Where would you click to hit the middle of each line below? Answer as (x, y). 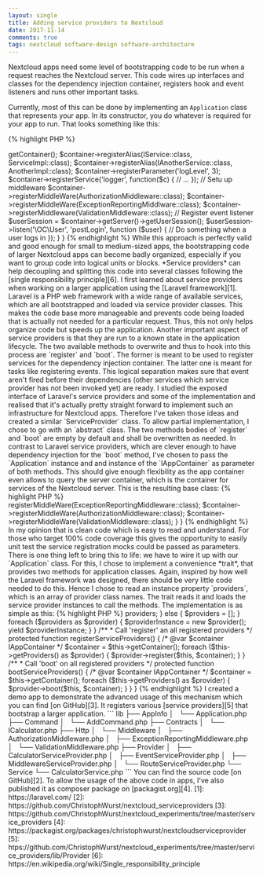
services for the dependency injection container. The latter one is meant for (130, 363)
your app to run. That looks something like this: (84, 124)
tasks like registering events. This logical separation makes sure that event (129, 372)
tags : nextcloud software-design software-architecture (101, 45)
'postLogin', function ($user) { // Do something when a (158, 229)
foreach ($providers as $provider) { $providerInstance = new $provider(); (127, 622)
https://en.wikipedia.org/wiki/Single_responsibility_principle (104, 864)
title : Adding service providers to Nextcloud (86, 23)
